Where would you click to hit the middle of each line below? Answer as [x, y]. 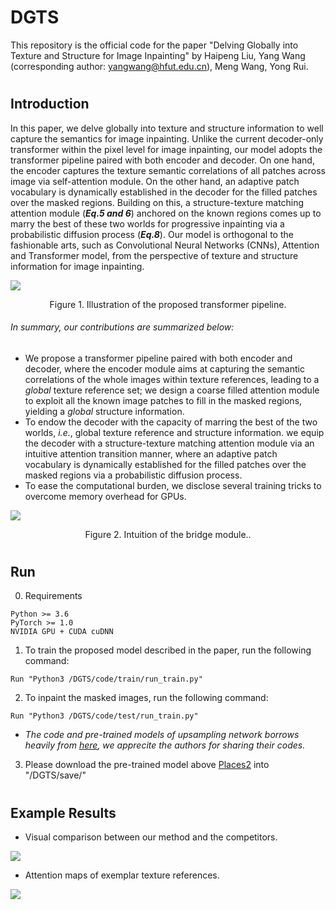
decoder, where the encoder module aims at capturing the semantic [164, 368]
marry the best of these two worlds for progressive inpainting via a [147, 223]
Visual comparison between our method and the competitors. [151, 837]
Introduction [50, 104]
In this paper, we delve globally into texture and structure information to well [167, 128]
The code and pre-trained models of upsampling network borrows [162, 735]
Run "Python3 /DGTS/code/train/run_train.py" [106, 679]
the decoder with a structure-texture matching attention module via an [169, 443]
